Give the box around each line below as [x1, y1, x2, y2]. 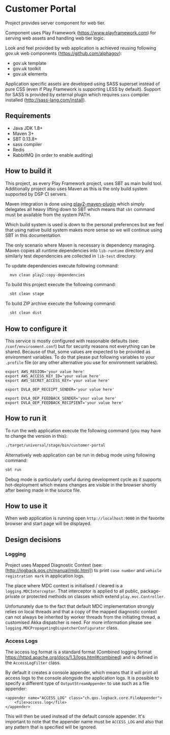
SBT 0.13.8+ [12, 135, 38, 142]
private [5, 593, 20, 600]
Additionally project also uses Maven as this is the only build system [5, 186, 148, 192]
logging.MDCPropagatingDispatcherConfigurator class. [5, 625, 119, 631]
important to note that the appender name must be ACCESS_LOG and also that [5, 719, 163, 725]
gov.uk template [12, 60, 47, 66]
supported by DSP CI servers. [5, 191, 67, 197]
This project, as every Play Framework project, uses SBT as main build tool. [5, 180, 163, 186]
